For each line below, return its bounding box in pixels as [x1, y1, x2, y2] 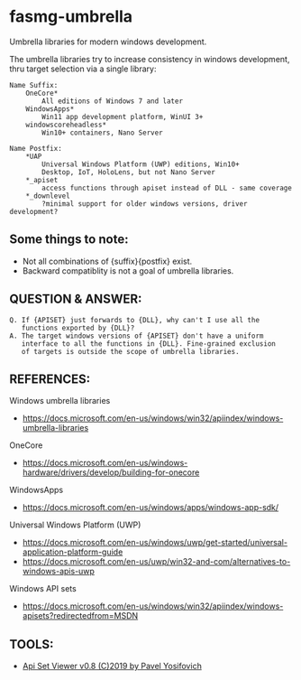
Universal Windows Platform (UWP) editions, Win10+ [41, 160, 241, 169]
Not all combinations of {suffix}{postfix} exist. [22, 256, 193, 266]
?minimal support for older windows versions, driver [41, 199, 248, 209]
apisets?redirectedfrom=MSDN [22, 610, 139, 621]
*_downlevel [25, 191, 70, 200]
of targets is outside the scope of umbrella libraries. [21, 347, 241, 356]
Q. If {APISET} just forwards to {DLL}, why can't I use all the [9, 315, 260, 324]
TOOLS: [9, 637, 54, 652]
